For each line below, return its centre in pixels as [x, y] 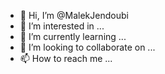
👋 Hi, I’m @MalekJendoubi [74, 15]
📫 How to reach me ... [66, 58]
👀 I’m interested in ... [62, 26]
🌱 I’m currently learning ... [73, 36]
